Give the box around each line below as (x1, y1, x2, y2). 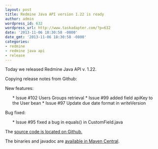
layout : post (5, 7, 32, 12)
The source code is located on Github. (5, 129, 82, 135)
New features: (5, 86, 34, 91)
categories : (5, 39, 29, 44)
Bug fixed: (5, 110, 26, 116)
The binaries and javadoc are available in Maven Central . (5, 138, 120, 144)
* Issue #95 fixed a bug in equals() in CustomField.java (12, 119, 123, 125)
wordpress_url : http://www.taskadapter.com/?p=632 (5, 26, 111, 30)
